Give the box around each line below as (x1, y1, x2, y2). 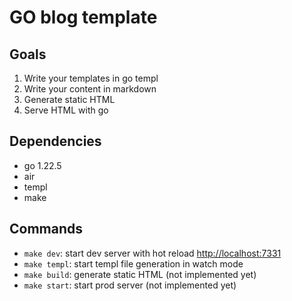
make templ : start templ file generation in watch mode (23, 257, 244, 270)
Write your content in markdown (23, 83, 157, 95)
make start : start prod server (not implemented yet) (23, 279, 237, 291)
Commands (9, 221, 84, 238)
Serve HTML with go (23, 104, 109, 116)
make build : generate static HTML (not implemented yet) (23, 268, 257, 280)
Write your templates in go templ (23, 72, 159, 84)
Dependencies (9, 133, 102, 150)
